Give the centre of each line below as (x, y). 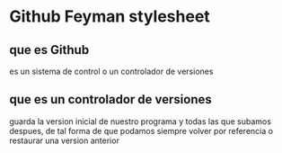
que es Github (49, 50)
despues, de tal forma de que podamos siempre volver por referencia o (141, 130)
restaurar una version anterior (64, 140)
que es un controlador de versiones (111, 99)
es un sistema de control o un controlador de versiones (111, 71)
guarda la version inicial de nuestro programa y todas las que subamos (141, 121)
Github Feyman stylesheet (110, 17)
